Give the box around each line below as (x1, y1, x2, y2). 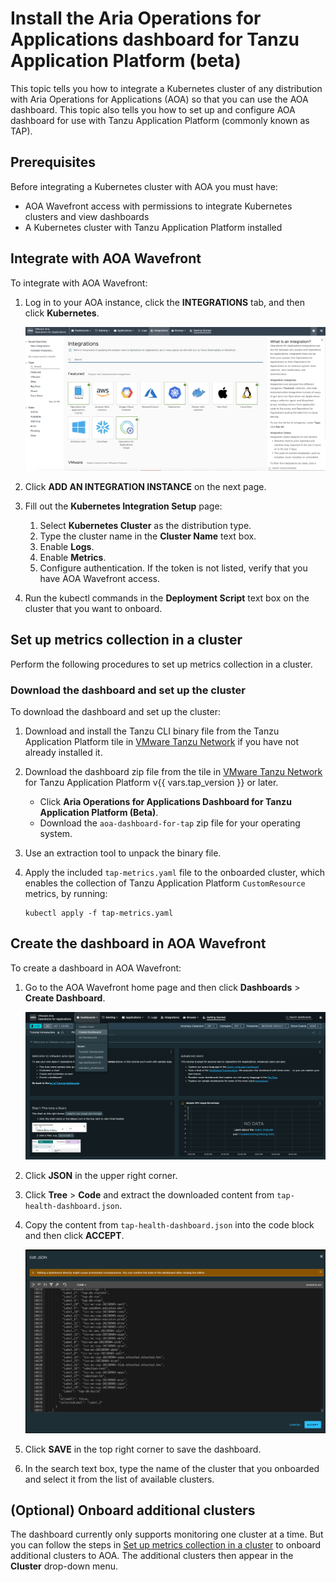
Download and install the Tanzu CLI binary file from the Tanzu (24, 725, 280, 737)
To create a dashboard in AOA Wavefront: (10, 962, 182, 974)
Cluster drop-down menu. (10, 1560, 119, 1572)
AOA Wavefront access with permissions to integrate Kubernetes (24, 200, 293, 212)
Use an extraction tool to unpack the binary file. (24, 847, 222, 859)
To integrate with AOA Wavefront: (10, 277, 148, 289)
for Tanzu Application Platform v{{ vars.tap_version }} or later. (24, 776, 279, 788)
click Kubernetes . (24, 307, 100, 319)
